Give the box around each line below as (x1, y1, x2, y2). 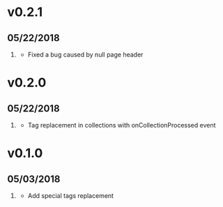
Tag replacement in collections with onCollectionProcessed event (27, 121, 216, 129)
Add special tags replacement (27, 192, 114, 199)
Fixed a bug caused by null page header (27, 50, 144, 59)
